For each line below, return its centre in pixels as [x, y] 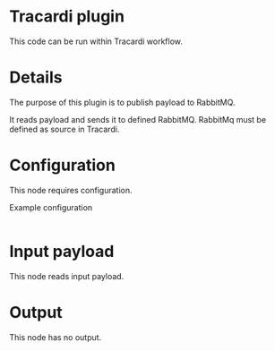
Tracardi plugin [67, 17]
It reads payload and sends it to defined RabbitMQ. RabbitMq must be [138, 119]
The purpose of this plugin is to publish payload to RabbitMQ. [122, 102]
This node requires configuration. [71, 190]
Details [36, 77]
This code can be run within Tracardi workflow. [96, 41]
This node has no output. [56, 337]
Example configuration [51, 207]
